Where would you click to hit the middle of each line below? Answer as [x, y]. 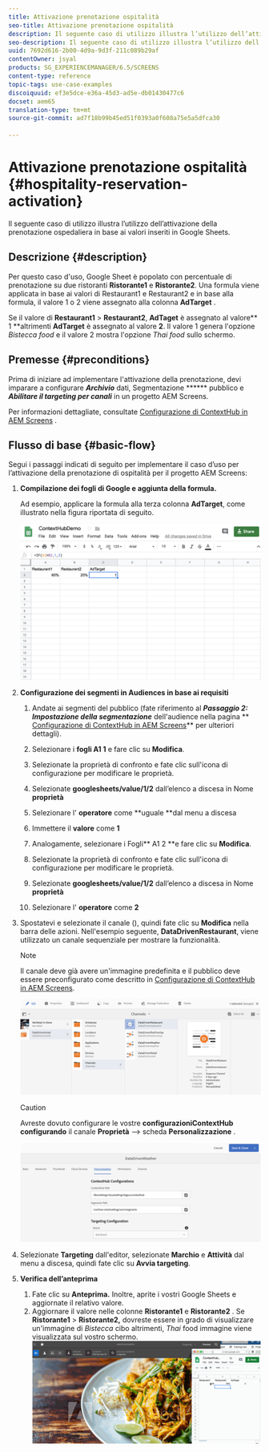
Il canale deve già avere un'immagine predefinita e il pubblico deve [130, 971]
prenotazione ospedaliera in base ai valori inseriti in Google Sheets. [119, 231]
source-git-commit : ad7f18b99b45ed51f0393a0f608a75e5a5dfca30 [114, 119]
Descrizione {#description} [78, 257]
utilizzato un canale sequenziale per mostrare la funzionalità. [120, 940]
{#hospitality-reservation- [98, 185]
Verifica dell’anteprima [59, 1278]
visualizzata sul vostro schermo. [85, 1337]
